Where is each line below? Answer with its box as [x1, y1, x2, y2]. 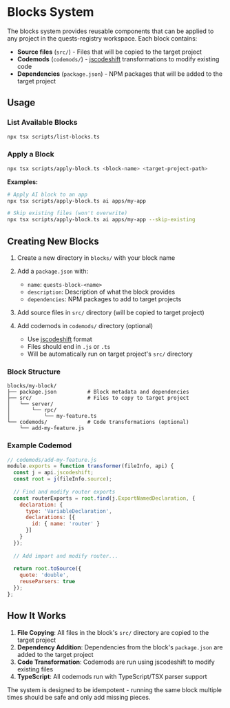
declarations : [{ [25, 514, 76, 521]
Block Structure [7, 367, 61, 376]
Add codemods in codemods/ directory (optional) [17, 321, 154, 330]
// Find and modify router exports [13, 488, 116, 495]
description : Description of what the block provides [27, 287, 176, 296]
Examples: [7, 177, 38, 186]
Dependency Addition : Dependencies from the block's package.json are [17, 643, 223, 651]
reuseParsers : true [19, 578, 76, 585]
